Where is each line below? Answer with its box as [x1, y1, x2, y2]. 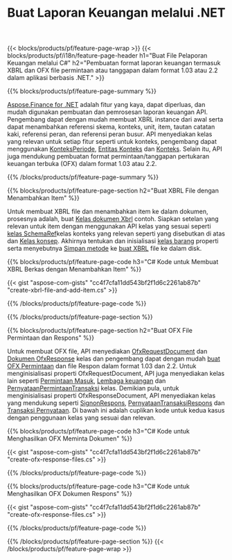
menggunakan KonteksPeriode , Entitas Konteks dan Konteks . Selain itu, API [7, 145, 223, 154]
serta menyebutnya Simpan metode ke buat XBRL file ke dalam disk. [7, 245, 202, 253]
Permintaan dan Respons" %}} [7, 333, 95, 342]
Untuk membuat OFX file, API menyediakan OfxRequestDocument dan [7, 347, 208, 356]
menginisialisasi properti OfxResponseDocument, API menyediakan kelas [7, 391, 216, 400]
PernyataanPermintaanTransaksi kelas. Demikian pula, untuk [7, 384, 179, 393]
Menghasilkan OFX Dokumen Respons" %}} [7, 490, 133, 498]
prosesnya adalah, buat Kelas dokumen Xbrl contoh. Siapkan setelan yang [7, 215, 220, 223]
